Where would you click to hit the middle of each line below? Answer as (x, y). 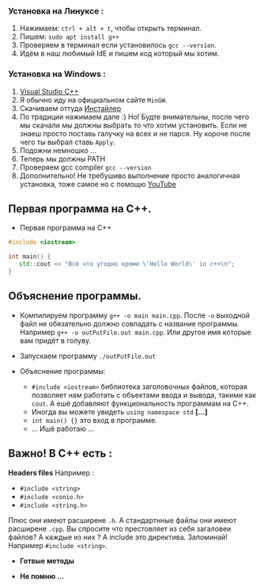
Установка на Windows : (57, 74)
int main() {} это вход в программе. (94, 420)
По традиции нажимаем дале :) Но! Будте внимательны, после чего (134, 116)
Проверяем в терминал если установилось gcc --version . (118, 45)
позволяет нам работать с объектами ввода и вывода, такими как (144, 395)
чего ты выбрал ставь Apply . (68, 142)
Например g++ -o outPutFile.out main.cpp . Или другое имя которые (135, 332)
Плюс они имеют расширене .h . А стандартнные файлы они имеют (123, 520)
